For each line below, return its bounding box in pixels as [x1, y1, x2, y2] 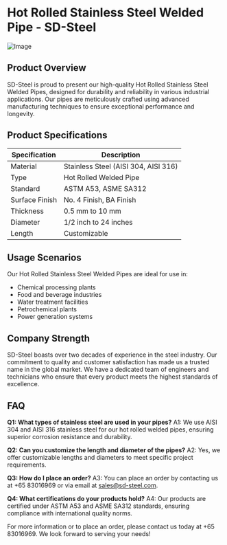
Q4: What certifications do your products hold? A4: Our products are [7, 495, 206, 502]
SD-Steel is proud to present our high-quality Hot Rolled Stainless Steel [7, 80, 208, 89]
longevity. [7, 109, 35, 118]
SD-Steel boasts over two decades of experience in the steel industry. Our [7, 351, 217, 359]
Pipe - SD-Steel [7, 19, 97, 35]
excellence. [7, 380, 40, 388]
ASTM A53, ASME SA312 [63, 183, 147, 193]
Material [10, 162, 37, 171]
